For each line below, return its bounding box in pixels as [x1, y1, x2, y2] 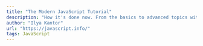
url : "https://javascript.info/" [6, 25, 91, 32]
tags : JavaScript [6, 31, 50, 37]
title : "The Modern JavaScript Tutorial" [6, 8, 112, 15]
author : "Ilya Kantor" [6, 20, 63, 26]
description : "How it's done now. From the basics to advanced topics [6, 14, 188, 20]
